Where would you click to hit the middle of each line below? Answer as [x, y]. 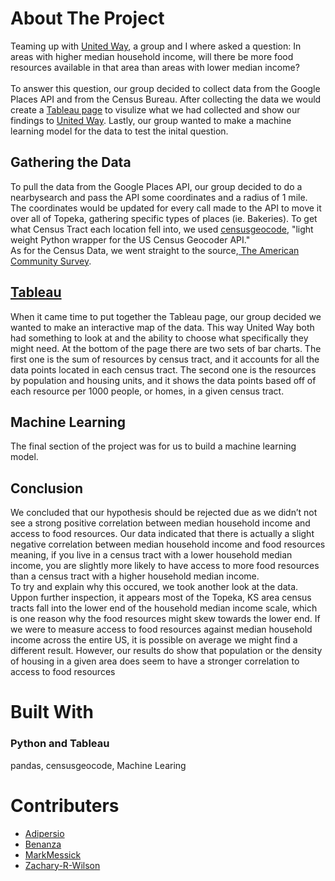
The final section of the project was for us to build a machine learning [153, 446]
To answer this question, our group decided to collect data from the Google [165, 88]
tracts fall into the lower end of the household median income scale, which [164, 608]
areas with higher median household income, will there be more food [152, 56]
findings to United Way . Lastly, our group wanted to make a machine [151, 120]
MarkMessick [53, 854]
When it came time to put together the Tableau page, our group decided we [166, 316]
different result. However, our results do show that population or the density [166, 651]
